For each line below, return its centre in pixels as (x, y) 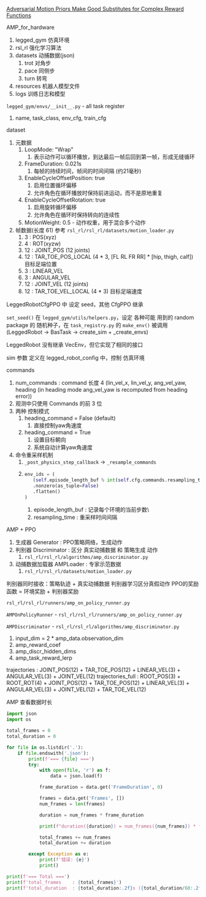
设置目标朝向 (50, 440)
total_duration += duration (75, 843)
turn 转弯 (36, 78)
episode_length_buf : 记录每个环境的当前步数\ (91, 510)
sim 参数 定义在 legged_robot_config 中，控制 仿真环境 (76, 358)
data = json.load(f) (76, 776)
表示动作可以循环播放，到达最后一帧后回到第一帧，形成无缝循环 (114, 157)
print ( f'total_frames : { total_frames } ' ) (64, 882)
